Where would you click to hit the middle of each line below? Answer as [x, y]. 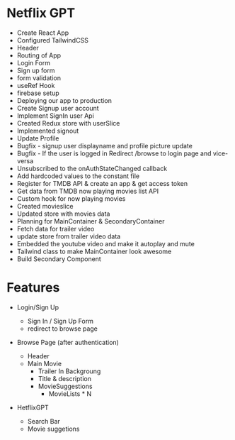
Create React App [43, 33]
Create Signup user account [58, 108]
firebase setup [38, 93]
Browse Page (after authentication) [68, 342]
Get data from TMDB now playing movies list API [88, 191]
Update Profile [38, 138]
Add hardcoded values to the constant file [78, 176]
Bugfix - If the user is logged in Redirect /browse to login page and [114, 153]
